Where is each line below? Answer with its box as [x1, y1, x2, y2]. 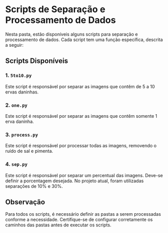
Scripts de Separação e [5, 4, 106, 15]
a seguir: [5, 42, 24, 48]
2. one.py [5, 102, 28, 109]
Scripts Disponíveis [5, 57, 69, 65]
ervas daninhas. [5, 89, 39, 95]
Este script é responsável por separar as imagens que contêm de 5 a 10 [5, 83, 155, 89]
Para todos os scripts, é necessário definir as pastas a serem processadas [5, 211, 161, 217]
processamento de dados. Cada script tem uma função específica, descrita [5, 37, 163, 43]
